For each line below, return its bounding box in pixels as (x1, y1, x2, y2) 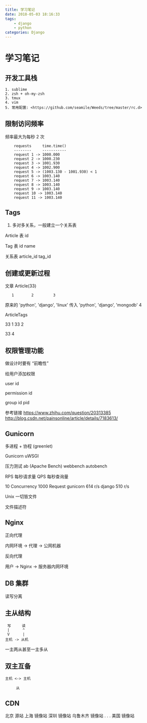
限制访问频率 (5, 120, 44, 128)
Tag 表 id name (5, 243, 36, 249)
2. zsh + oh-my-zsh (5, 91, 45, 96)
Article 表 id (5, 232, 29, 238)
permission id (5, 390, 33, 396)
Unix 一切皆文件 (5, 494, 37, 500)
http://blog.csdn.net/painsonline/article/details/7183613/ (5, 416, 118, 421)
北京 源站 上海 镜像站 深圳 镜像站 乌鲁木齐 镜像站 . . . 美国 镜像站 (5, 713, 135, 719)
